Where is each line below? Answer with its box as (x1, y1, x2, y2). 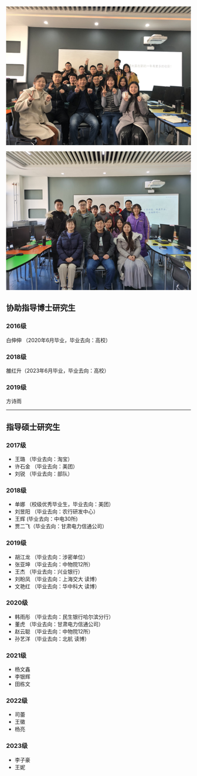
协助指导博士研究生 (6, 303, 76, 313)
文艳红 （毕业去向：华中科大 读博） (14, 582, 100, 590)
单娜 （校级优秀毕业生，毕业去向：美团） (14, 501, 114, 508)
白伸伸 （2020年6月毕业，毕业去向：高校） (6, 336, 111, 343)
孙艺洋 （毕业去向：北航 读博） (14, 635, 90, 642)
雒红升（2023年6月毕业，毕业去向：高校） (6, 367, 110, 374)
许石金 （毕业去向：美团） (14, 463, 78, 470)
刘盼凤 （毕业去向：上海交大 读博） (14, 575, 100, 582)
